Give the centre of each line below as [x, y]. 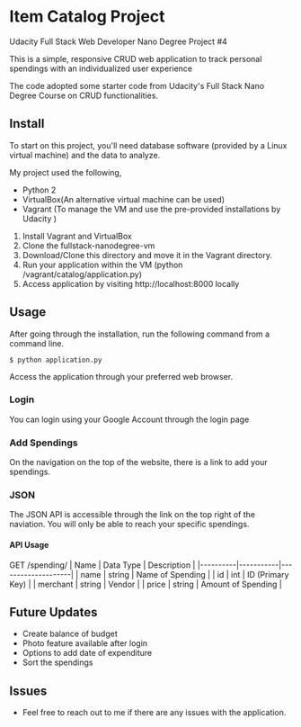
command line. [37, 343]
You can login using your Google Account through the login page [129, 419]
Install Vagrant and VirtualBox [77, 236]
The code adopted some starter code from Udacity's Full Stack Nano [137, 85]
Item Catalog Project [87, 17]
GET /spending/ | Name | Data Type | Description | [102, 565]
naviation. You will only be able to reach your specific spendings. [129, 525]
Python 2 [39, 190]
